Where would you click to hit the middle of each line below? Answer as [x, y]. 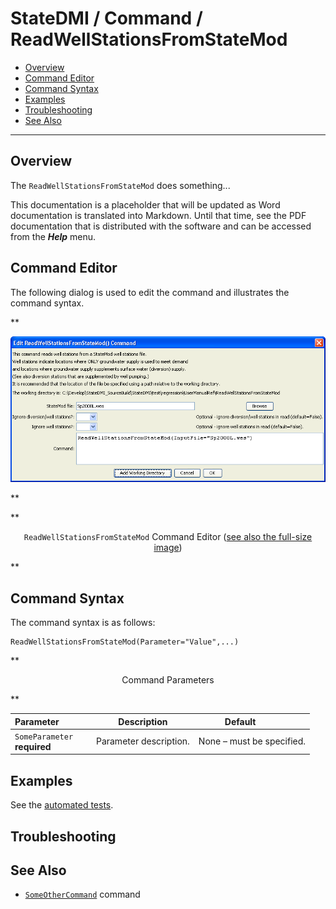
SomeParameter [44, 737]
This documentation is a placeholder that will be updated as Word [145, 204]
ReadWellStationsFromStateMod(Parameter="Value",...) [125, 642]
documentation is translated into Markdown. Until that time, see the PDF [158, 215]
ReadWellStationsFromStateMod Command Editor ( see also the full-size [168, 537]
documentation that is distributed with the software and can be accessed [161, 226]
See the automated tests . [62, 805]
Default [240, 721]
